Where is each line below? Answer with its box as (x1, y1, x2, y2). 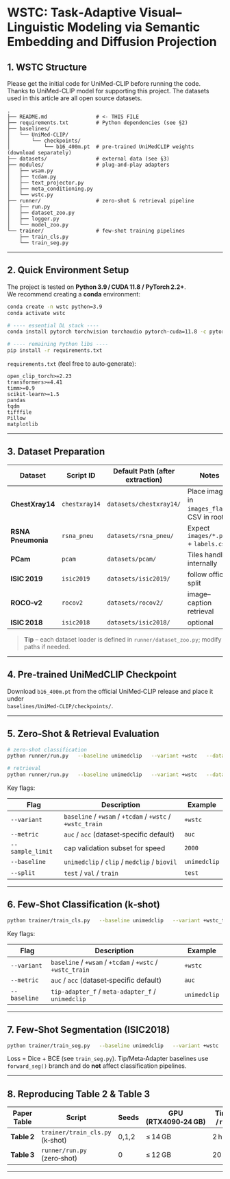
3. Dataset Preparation (7, 446, 105, 458)
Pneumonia (10, 535, 49, 545)
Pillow (7, 415, 26, 422)
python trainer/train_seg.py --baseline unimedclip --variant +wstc (7, 1042, 219, 1049)
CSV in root (187, 512, 225, 522)
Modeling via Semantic (67, 19, 201, 35)
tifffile (7, 409, 32, 416)
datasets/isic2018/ (107, 618, 170, 626)
